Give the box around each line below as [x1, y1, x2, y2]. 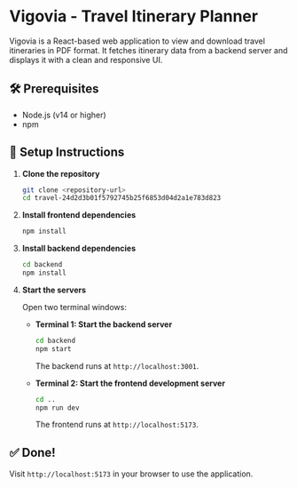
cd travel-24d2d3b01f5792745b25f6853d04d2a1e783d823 [21, 194, 222, 203]
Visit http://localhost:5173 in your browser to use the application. [9, 468, 254, 479]
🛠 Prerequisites [9, 82, 99, 97]
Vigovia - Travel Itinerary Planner [9, 6, 259, 27]
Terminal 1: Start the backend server [35, 318, 173, 330]
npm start [35, 344, 73, 353]
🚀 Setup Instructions [9, 145, 125, 160]
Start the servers [21, 284, 87, 295]
